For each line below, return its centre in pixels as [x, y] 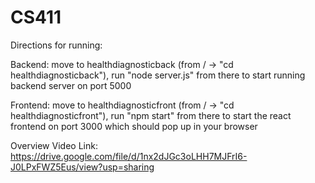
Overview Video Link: [54, 145]
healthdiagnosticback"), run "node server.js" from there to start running [158, 75]
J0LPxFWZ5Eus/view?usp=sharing [82, 167]
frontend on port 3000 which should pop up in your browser [134, 126]
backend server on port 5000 [71, 85]
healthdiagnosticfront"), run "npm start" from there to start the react [151, 115]
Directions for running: [56, 45]
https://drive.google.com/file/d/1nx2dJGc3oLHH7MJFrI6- [129, 156]
